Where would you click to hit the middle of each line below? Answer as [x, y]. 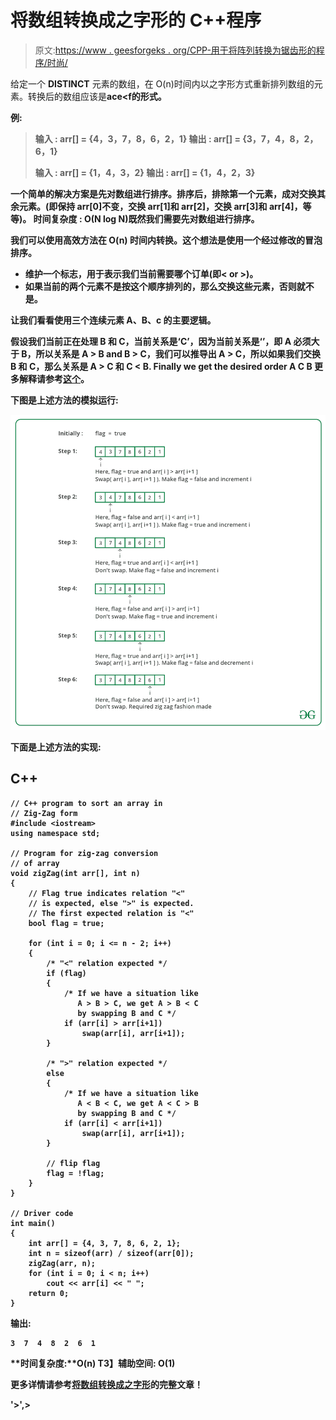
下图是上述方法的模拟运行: [64, 400]
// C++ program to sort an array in [86, 803]
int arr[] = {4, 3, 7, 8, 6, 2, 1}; [105, 1243]
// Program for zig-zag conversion [84, 853]
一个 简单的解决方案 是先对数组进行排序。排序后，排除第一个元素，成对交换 [163, 193]
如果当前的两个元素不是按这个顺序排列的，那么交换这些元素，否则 [160, 286]
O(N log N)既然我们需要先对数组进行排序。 [171, 218]
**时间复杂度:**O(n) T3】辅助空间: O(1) [93, 1363]
